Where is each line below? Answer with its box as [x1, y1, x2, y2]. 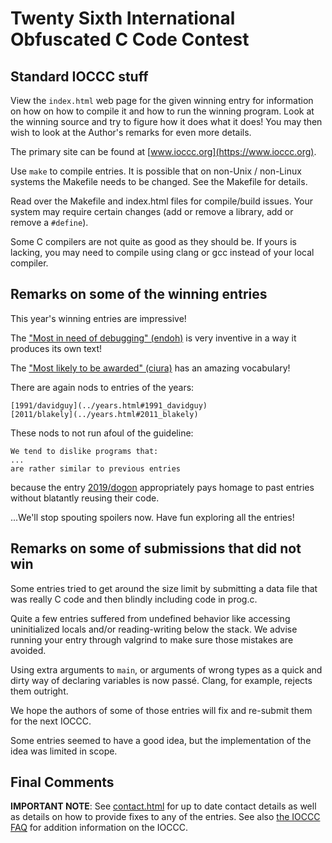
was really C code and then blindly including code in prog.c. [10, 593, 258, 605]
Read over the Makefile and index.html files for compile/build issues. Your [10, 195, 313, 207]
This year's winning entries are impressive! [10, 312, 187, 324]
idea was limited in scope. [10, 745, 118, 757]
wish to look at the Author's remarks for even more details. [10, 127, 252, 138]
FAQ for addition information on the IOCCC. [10, 822, 188, 834]
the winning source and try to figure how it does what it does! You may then [10, 116, 323, 127]
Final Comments [10, 774, 115, 791]
